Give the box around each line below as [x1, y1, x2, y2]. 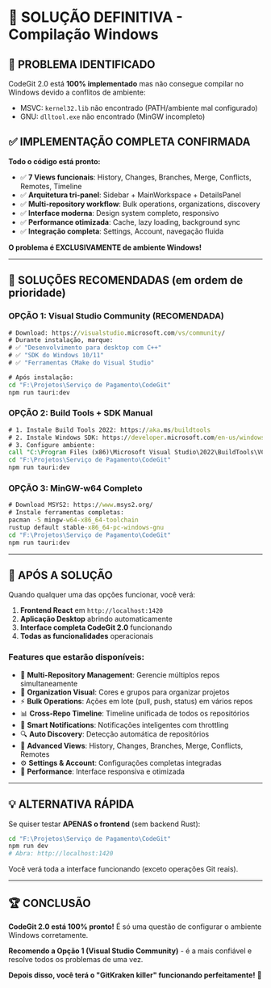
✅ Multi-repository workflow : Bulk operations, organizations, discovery [19, 199, 261, 209]
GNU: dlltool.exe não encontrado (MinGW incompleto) [19, 112, 206, 121]
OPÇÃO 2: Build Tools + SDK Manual [8, 407, 153, 419]
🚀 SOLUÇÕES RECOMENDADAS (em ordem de [8, 273, 244, 287]
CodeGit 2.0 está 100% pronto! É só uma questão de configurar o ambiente [8, 922, 262, 931]
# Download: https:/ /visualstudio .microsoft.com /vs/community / [8, 328, 226, 337]
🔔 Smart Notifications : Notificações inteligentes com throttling [19, 720, 229, 729]
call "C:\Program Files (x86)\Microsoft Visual [8, 449, 172, 457]
